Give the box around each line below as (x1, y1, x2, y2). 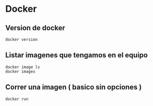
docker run (5, 96, 29, 101)
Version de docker (5, 24, 65, 32)
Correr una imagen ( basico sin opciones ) (5, 83, 142, 92)
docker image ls (5, 65, 40, 70)
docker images (5, 69, 36, 74)
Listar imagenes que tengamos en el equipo (5, 51, 148, 59)
